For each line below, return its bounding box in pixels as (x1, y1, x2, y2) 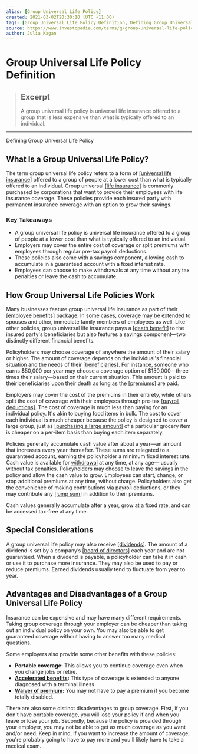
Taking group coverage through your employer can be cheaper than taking (6, 620, 187, 627)
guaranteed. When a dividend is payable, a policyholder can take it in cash (6, 553, 187, 560)
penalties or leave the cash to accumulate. (14, 273, 118, 280)
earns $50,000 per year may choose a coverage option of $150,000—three (6, 367, 189, 374)
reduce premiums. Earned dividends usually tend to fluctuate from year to (6, 565, 186, 572)
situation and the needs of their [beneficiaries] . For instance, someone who (6, 361, 189, 368)
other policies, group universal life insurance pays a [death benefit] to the (6, 325, 184, 332)
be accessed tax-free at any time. (6, 508, 88, 515)
